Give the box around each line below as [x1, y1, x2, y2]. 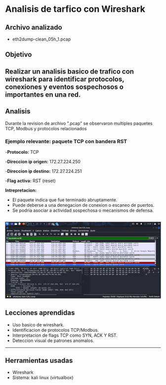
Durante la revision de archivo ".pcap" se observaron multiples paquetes [5, 120, 153, 126]
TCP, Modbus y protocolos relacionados [5, 125, 87, 131]
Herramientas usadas [5, 356, 73, 365]
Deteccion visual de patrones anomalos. [12, 337, 94, 344]
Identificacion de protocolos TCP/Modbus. [12, 327, 99, 333]
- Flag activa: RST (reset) [5, 178, 56, 184]
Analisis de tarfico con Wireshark [5, 3, 146, 15]
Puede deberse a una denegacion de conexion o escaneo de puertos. [12, 202, 155, 208]
